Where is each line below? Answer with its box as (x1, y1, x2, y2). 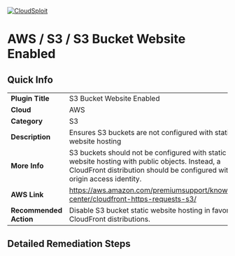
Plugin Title (10, 94, 50, 103)
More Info (10, 161, 44, 171)
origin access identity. (69, 174, 142, 183)
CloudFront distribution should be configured (69, 165, 217, 175)
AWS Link (10, 190, 44, 199)
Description (10, 132, 51, 141)
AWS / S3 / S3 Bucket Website (7, 31, 186, 47)
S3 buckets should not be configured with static (69, 148, 227, 157)
